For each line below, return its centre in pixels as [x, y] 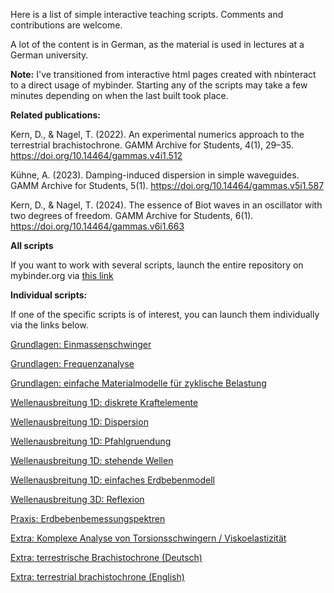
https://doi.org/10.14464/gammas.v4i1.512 [96, 155]
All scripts [32, 245]
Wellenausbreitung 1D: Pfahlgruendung [91, 441]
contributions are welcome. [66, 25]
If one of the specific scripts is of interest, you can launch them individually [165, 314]
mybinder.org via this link [62, 275]
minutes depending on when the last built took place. [119, 95]
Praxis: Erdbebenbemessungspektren [88, 518]
